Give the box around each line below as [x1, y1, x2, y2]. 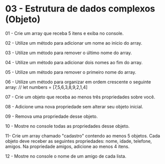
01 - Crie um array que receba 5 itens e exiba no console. [5, 30, 124, 36]
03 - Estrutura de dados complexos [5, 3, 155, 15]
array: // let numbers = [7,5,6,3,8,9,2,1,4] [5, 84, 88, 90]
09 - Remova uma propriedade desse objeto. [5, 113, 98, 119]
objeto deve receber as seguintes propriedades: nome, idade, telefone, [5, 138, 152, 144]
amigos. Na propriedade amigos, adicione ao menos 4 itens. [5, 143, 129, 149]
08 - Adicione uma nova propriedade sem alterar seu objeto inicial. [5, 103, 143, 109]
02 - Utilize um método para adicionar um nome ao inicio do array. [5, 40, 142, 46]
